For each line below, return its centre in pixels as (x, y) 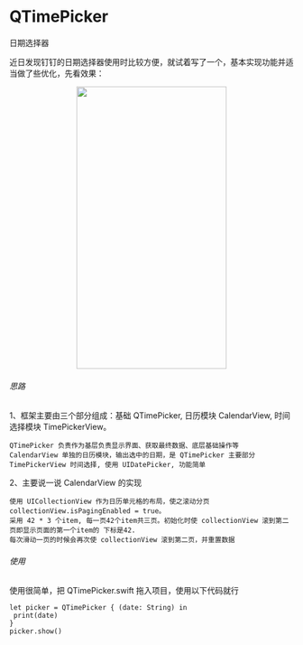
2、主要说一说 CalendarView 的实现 (76, 483)
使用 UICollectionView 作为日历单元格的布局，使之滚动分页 (110, 502)
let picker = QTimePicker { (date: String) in (98, 608)
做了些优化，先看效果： (60, 73)
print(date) (36, 616)
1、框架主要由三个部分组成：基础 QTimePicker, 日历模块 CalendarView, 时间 (150, 416)
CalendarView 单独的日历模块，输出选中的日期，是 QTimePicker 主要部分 (132, 455)
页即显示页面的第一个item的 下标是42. (73, 530)
